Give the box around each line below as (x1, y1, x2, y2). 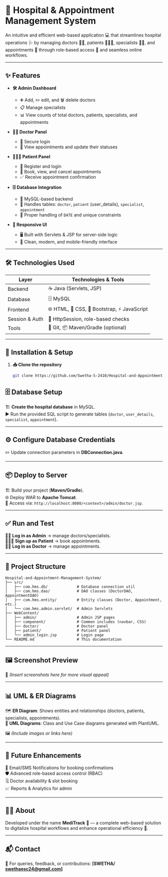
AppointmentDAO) (5, 593, 39, 598)
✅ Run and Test (5, 519, 54, 528)
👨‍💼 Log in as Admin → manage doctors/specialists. (5, 532, 111, 538)
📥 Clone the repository (12, 362, 62, 368)
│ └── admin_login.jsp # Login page (5, 632, 104, 638)
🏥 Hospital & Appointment (5, 5, 114, 16)
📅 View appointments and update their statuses (19, 144, 117, 150)
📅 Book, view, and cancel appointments (19, 168, 101, 174)
